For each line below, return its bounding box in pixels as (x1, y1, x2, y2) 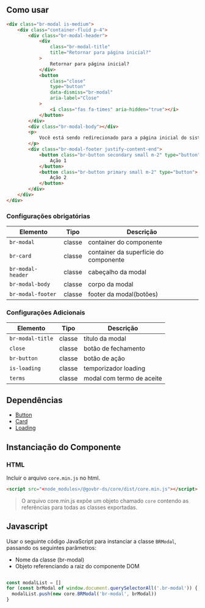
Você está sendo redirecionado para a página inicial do (38, 135, 187, 141)
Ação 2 (49, 174, 67, 181)
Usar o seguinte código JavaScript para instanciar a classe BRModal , (6, 538, 177, 545)
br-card (9, 253, 32, 259)
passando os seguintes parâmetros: (6, 544, 96, 551)
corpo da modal (88, 280, 134, 289)
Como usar (6, 5, 49, 15)
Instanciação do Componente (6, 442, 121, 452)
